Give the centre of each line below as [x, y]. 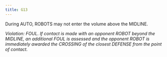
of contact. [16, 49]
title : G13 [16, 10]
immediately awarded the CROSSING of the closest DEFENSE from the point [83, 44]
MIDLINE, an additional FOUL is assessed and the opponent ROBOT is [77, 39]
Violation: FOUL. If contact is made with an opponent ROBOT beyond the [80, 33]
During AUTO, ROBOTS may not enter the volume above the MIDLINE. [77, 24]
